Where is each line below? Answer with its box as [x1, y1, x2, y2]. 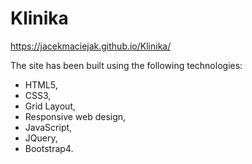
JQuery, [24, 132, 58, 144]
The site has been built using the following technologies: [10, 59, 243, 71]
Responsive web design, [24, 110, 127, 122]
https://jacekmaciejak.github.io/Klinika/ [10, 40, 172, 52]
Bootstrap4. [24, 142, 74, 154]
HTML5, [24, 78, 58, 91]
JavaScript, [24, 121, 73, 133]
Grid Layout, [24, 100, 77, 112]
